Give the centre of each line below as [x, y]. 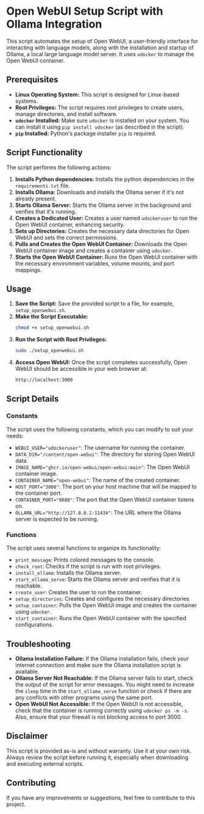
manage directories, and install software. [66, 113]
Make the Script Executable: [51, 317]
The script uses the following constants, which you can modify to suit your [100, 429]
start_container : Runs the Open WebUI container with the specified [101, 618]
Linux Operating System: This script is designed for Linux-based [97, 94]
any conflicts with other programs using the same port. [84, 697]
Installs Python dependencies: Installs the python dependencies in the [105, 179]
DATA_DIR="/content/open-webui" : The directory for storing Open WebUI [105, 454]
